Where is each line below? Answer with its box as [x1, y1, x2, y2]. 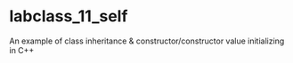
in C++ [9, 44, 35, 55]
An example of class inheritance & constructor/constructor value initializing [9, 35, 285, 46]
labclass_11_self [9, 6, 128, 27]
